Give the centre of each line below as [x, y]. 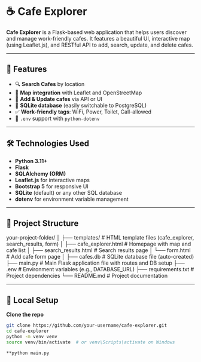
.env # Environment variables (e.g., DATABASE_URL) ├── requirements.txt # [100, 269]
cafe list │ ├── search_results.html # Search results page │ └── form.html [98, 250]
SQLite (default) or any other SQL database [68, 192]
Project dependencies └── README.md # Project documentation [87, 276]
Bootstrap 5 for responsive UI [51, 186]
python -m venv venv [32, 336]
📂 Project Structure [42, 223]
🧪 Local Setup [32, 300]
